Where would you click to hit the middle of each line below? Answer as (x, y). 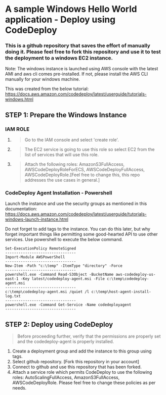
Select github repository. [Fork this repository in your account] (76, 362)
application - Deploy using (60, 20)
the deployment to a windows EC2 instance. (59, 58)
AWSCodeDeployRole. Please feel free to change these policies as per (84, 383)
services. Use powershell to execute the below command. (64, 240)
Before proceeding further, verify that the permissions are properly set (89, 336)
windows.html (19, 99)
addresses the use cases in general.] (62, 180)
